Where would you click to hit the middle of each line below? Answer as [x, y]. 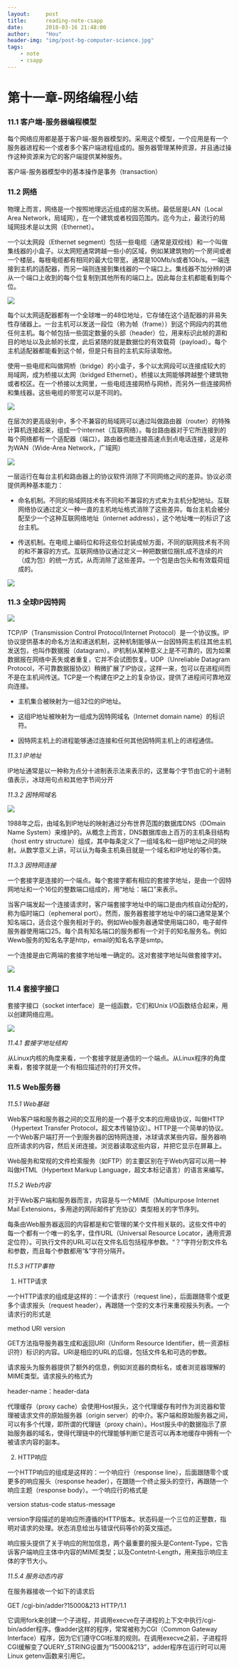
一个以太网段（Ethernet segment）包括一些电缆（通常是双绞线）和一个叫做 [118, 242]
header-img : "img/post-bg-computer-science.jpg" [81, 41]
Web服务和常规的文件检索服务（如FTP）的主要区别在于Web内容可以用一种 [117, 1161]
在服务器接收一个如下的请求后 [51, 1591]
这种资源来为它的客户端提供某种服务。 [69, 157]
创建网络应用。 [35, 1015]
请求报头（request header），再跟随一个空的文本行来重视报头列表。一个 [124, 1306]
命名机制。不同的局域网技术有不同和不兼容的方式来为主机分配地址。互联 [123, 500]
